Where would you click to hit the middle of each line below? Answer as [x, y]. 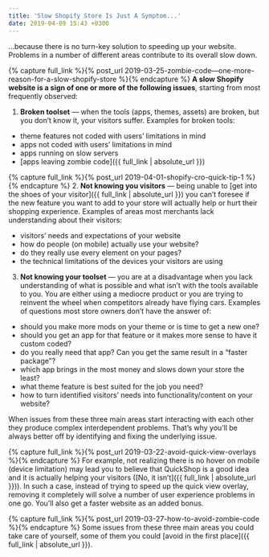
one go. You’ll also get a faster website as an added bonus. [106, 503]
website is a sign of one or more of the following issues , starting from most [134, 87]
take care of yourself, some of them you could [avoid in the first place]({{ [129, 535]
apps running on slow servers [69, 153]
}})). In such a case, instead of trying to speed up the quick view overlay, [128, 486]
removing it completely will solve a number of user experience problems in [132, 494]
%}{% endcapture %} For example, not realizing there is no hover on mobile [134, 460]
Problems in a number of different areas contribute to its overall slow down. [133, 55]
